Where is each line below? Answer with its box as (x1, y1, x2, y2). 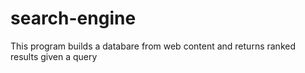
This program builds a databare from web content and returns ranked (10, 40, 296, 52)
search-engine (10, 7, 137, 30)
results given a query (10, 50, 98, 62)
